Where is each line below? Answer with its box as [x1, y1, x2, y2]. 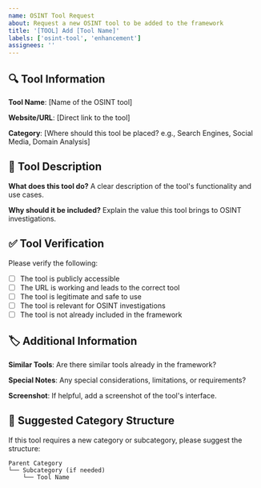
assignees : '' [8, 42, 56, 50]
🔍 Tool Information [8, 72, 106, 86]
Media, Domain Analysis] [8, 137, 90, 146]
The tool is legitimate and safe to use [19, 291, 143, 301]
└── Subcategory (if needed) [8, 466, 106, 474]
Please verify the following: [8, 258, 98, 268]
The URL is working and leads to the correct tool [19, 282, 180, 292]
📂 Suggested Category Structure [8, 414, 175, 428]
